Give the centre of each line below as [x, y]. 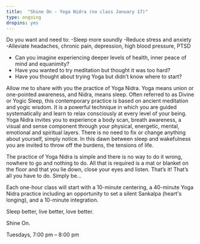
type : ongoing [24, 17]
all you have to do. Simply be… [44, 176]
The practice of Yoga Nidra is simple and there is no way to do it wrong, [94, 157]
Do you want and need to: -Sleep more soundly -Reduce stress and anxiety [99, 40]
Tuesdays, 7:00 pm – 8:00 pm [43, 235]
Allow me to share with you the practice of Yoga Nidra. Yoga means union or [100, 88]
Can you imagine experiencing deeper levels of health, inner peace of [101, 58]
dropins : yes [22, 23]
